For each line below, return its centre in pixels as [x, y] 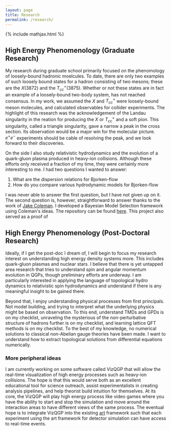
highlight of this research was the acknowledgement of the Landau [76, 113]
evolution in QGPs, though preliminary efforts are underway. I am [74, 275]
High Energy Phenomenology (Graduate [70, 50]
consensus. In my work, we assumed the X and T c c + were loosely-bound [82, 101]
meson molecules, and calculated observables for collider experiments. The [85, 108]
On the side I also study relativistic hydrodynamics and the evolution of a [82, 153]
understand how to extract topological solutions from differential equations [84, 340]
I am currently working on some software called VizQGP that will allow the [83, 369]
